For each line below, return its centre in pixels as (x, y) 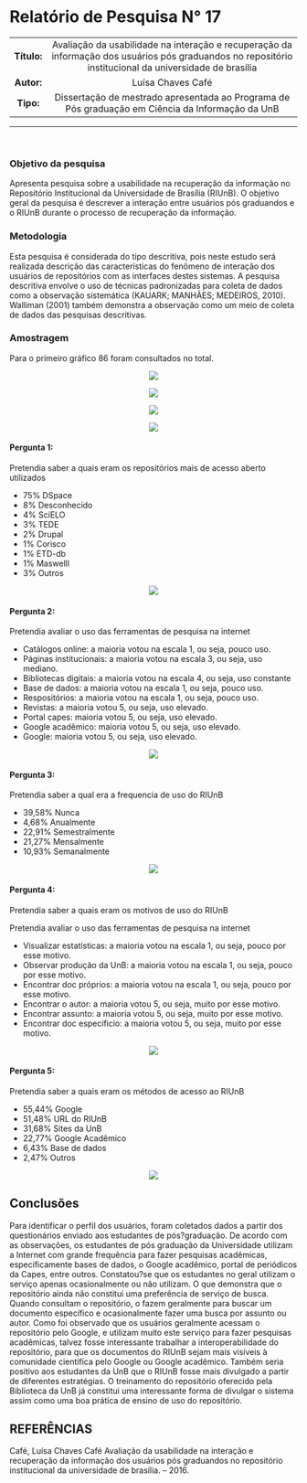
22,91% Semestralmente (69, 832)
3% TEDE (41, 525)
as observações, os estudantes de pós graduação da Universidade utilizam (151, 1244)
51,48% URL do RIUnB (65, 1118)
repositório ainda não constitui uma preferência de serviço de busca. (139, 1293)
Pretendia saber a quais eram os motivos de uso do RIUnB (119, 910)
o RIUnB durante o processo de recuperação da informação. (123, 213)
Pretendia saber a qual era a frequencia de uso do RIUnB (116, 795)
